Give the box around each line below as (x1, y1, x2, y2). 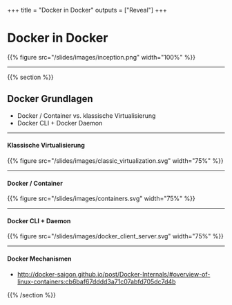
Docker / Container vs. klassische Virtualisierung (17, 111, 156, 120)
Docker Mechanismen (7, 254, 72, 263)
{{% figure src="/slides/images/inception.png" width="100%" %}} (7, 53, 195, 61)
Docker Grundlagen (7, 93, 93, 105)
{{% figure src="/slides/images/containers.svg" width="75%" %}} (7, 194, 195, 203)
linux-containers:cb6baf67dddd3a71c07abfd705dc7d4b (17, 277, 176, 286)
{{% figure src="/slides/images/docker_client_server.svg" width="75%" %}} (7, 232, 224, 241)
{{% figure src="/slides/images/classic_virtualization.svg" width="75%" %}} (7, 156, 224, 165)
